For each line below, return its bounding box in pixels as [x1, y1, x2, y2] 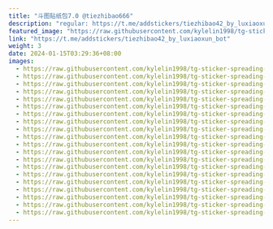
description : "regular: [8, 19, 89, 28]
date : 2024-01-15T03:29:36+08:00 [8, 50, 122, 58]
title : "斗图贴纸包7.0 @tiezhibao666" [8, 11, 134, 20]
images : [8, 58, 35, 66]
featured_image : [8, 27, 63, 35]
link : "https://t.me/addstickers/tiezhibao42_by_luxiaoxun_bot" [8, 34, 231, 43]
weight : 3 [8, 42, 42, 50]
